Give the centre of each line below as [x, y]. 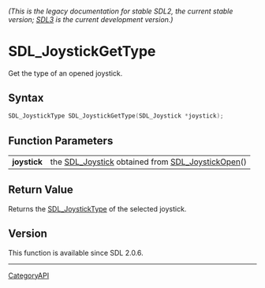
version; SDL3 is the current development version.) [91, 19]
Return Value [41, 190]
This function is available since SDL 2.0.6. [76, 252]
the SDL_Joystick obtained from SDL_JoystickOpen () [148, 162]
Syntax [26, 97]
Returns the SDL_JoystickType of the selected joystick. [97, 208]
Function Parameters [61, 141]
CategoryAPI [29, 275]
